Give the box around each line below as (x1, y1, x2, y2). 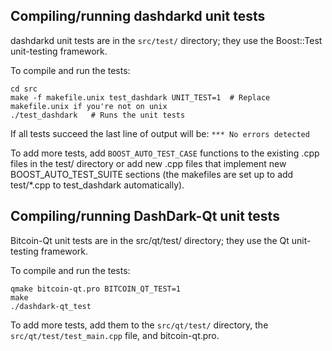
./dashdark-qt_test (10, 301, 92, 311)
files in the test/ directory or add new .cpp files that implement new (10, 157, 287, 169)
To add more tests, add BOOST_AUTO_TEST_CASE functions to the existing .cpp (10, 147, 320, 159)
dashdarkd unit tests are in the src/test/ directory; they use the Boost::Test (10, 34, 323, 46)
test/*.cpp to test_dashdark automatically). (10, 179, 185, 191)
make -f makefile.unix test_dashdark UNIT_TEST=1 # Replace (10, 92, 271, 103)
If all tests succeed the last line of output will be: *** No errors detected (10, 127, 310, 139)
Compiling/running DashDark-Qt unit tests (10, 208, 280, 225)
